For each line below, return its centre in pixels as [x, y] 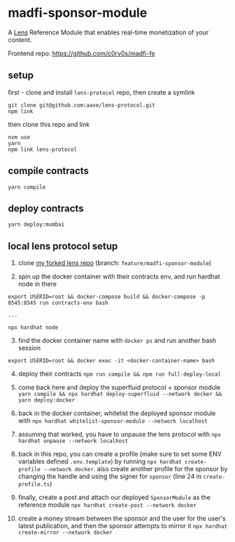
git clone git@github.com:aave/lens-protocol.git [82, 105]
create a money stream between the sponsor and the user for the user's [122, 519]
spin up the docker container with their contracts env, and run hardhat [119, 277]
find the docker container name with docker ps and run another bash [117, 341]
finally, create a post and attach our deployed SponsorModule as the [114, 497]
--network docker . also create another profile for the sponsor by [136, 469]
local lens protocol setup [63, 246]
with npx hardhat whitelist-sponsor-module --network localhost [113, 421]
